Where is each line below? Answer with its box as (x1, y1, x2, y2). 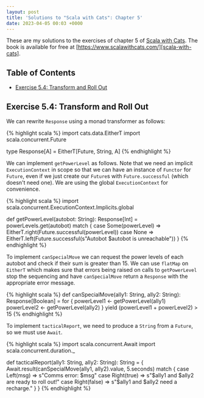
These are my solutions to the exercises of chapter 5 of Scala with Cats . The (6, 37, 198, 44)
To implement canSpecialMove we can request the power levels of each (6, 254, 184, 260)
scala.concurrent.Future (6, 136, 67, 143)
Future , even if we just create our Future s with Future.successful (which (6, 172, 189, 180)
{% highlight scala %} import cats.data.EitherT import (6, 129, 141, 137)
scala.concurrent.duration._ (6, 347, 76, 354)
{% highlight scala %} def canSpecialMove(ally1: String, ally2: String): (6, 291, 181, 298)
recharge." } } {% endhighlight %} (6, 385, 91, 392)
